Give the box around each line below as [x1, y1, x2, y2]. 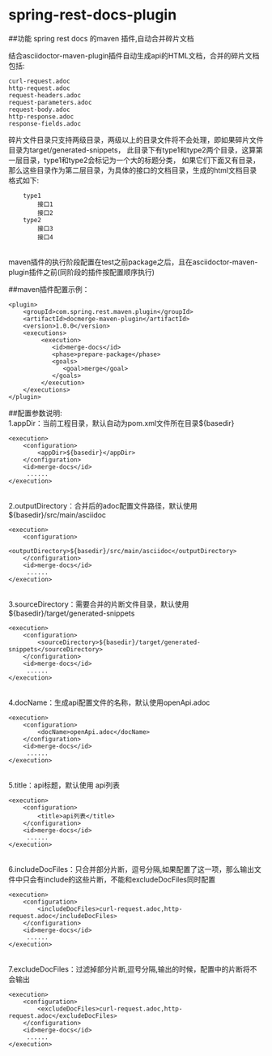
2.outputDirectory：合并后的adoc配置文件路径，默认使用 [8, 500, 198, 510]
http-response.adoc [8, 112, 74, 121]
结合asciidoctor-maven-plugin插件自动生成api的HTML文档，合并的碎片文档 [8, 50, 260, 60]
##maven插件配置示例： [8, 284, 90, 294]
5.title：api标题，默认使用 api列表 [8, 780, 120, 790]
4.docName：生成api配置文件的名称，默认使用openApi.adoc [8, 698, 210, 707]
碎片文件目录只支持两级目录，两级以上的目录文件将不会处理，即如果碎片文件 [8, 135, 264, 144]
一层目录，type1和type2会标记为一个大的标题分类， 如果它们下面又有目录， [8, 155, 261, 165]
